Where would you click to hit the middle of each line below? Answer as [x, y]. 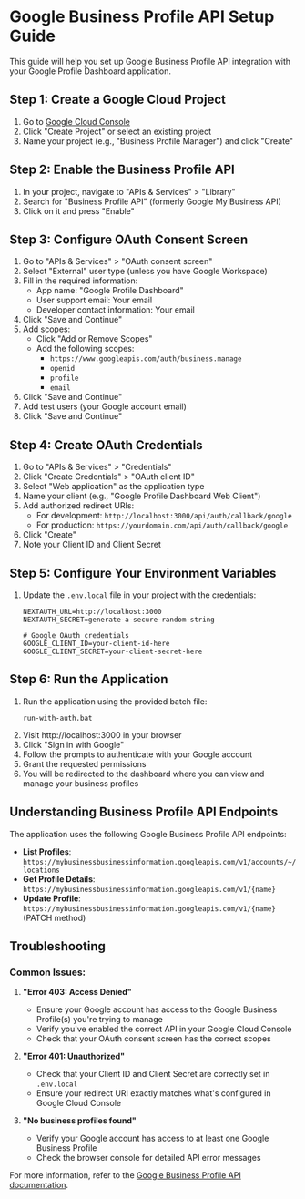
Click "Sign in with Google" [73, 744]
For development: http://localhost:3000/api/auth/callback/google [164, 516]
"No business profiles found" [79, 1121]
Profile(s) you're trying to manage [100, 1020]
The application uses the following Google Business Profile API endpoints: [148, 834]
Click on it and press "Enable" [78, 210]
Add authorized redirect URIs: [78, 506]
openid [62, 369]
